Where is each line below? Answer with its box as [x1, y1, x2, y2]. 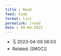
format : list [5, 16, 32, 21]
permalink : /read [5, 20, 41, 26]
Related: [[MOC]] [12, 46, 47, 52]
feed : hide [5, 12, 28, 17]
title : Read [5, 7, 32, 12]
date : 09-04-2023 [5, 25, 43, 30]
